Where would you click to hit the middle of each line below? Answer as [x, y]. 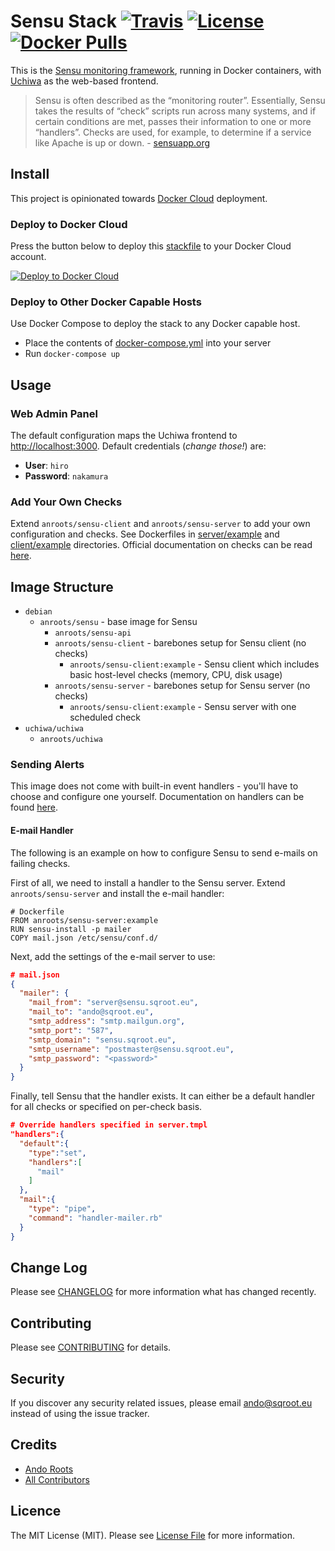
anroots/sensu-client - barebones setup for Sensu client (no [180, 643]
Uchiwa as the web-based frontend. [84, 81]
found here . [34, 807]
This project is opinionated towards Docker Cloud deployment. [139, 198]
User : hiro [46, 466]
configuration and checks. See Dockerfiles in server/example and [145, 534]
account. [28, 257]
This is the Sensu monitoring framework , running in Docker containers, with [166, 70]
